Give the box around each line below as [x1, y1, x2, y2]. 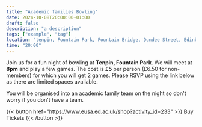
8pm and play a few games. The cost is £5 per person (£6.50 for [6, 65, 167, 72]
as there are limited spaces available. [6, 78, 98, 85]
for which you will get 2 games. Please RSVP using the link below [32, 72, 195, 79]
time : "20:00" [6, 43, 42, 49]
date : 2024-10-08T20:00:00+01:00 [6, 14, 90, 20]
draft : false [6, 20, 39, 26]
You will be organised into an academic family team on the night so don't [6, 90, 186, 97]
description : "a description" [6, 25, 82, 32]
